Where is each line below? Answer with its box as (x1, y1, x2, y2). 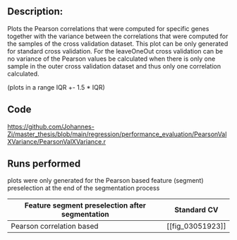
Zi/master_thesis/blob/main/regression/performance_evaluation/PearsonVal (7, 130, 227, 138)
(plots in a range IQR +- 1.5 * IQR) (7, 83, 106, 91)
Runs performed (7, 158, 81, 170)
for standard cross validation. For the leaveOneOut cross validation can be (7, 47, 224, 55)
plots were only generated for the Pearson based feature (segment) (7, 176, 204, 185)
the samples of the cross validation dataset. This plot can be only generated (7, 39, 229, 48)
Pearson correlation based (11, 222, 99, 232)
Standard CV (174, 205, 219, 215)
